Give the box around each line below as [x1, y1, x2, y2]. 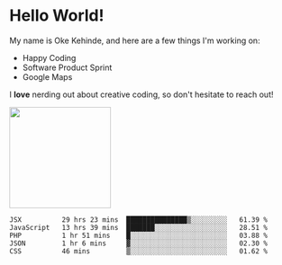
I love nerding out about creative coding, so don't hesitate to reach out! [9, 89, 274, 100]
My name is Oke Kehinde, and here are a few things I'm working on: [9, 35, 260, 46]
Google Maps [22, 71, 73, 82]
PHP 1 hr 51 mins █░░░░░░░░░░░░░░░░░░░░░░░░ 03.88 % [9, 231, 268, 240]
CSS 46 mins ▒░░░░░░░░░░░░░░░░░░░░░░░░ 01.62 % [9, 246, 268, 256]
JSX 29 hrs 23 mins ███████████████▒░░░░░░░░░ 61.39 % [9, 215, 268, 225]
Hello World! [9, 5, 105, 26]
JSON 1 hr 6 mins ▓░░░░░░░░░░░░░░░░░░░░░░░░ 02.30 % [9, 239, 268, 248]
